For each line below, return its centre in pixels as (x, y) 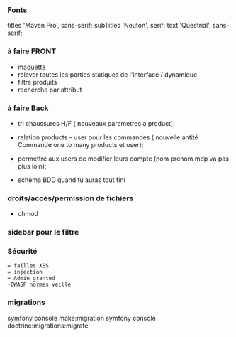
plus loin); (32, 166)
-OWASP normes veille (39, 285)
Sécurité (22, 252)
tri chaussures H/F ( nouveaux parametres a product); (96, 123)
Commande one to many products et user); (80, 144)
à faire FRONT (32, 51)
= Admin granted (31, 279)
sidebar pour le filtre (43, 232)
